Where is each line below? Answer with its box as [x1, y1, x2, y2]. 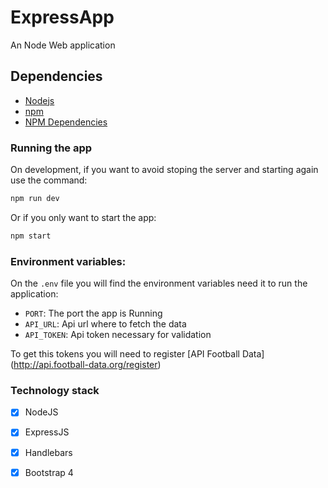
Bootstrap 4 [24, 466, 74, 478]
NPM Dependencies [24, 116, 108, 128]
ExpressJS [24, 426, 70, 438]
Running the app [10, 141, 93, 155]
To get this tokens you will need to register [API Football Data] [10, 348, 265, 360]
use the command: [10, 174, 88, 186]
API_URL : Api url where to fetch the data [24, 318, 187, 330]
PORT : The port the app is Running [24, 307, 163, 320]
